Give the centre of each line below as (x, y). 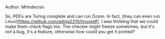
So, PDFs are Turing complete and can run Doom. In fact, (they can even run (82, 16)
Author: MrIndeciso (25, 7)
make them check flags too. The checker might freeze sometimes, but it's (80, 26)
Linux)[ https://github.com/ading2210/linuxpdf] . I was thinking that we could (82, 21)
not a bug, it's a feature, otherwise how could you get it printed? (70, 32)
